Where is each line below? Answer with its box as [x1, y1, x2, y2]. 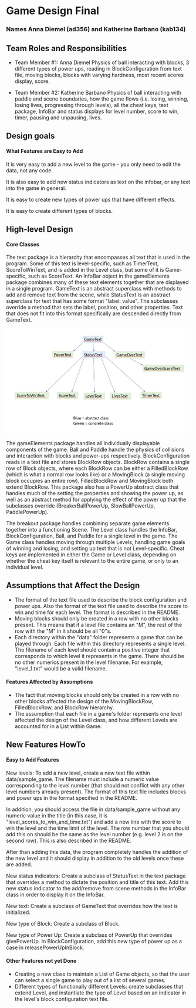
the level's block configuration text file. [14, 995, 109, 1002]
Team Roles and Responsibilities [6, 43, 127, 54]
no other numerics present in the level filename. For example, [14, 659, 163, 666]
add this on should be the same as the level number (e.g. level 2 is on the [6, 830, 183, 837]
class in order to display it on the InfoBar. [6, 891, 105, 898]
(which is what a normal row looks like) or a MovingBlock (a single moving [6, 470, 185, 478]
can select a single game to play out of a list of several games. [14, 976, 166, 983]
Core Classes [6, 241, 40, 248]
